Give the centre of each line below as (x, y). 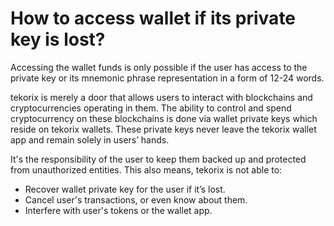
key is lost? (58, 39)
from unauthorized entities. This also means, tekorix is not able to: (146, 169)
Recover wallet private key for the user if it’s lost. (125, 189)
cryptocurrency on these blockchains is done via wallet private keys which (164, 118)
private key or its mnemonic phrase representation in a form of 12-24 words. (167, 78)
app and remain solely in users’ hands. (90, 139)
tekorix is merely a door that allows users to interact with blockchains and (161, 97)
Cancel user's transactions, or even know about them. (136, 199)
